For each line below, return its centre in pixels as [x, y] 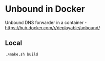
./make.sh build [21, 54]
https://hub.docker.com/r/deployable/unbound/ [52, 27]
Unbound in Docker [45, 9]
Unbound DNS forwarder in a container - [46, 22]
